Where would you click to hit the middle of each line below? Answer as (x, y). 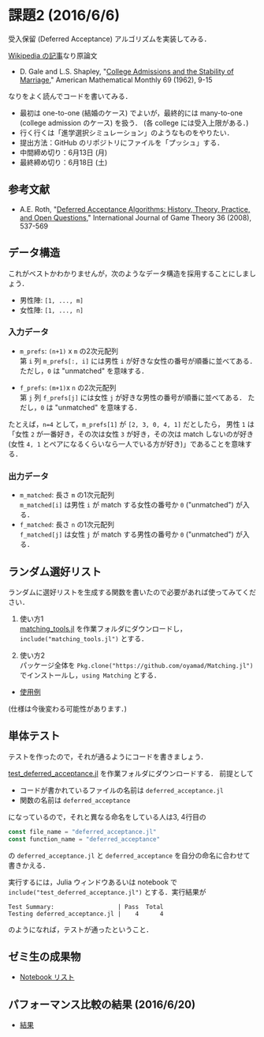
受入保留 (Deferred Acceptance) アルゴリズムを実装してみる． (110, 39)
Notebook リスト (47, 977)
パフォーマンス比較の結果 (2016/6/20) (102, 1004)
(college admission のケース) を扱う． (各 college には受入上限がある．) (134, 123)
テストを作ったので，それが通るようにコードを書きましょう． (108, 756)
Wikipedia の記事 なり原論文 (53, 55)
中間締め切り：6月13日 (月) (63, 152)
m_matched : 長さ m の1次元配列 (67, 495)
